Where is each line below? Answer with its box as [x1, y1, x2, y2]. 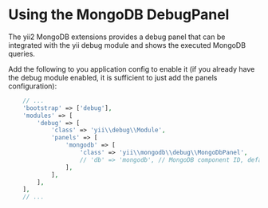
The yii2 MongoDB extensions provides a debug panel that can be [8, 32, 226, 41]
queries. [8, 49, 36, 58]
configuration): [8, 81, 57, 91]
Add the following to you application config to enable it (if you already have [8, 64, 255, 73]
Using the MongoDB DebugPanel [8, 6, 230, 24]
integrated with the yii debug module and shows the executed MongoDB [8, 40, 246, 49]
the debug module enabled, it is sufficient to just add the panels [8, 73, 218, 82]
